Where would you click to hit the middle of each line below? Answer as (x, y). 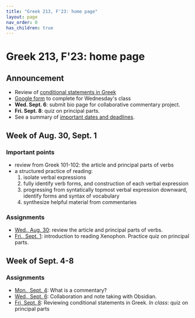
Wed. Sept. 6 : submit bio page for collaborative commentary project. (97, 105)
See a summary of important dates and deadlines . (75, 117)
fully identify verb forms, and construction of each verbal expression (106, 183)
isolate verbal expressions (55, 177)
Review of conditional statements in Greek (65, 92)
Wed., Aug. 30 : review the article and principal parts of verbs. (88, 230)
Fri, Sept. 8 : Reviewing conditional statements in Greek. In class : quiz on (101, 302)
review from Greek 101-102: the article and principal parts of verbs (94, 165)
